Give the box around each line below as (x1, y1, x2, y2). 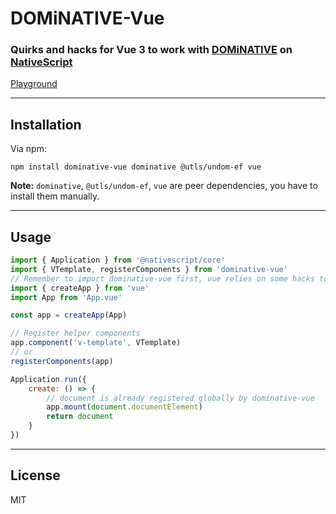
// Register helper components (10, 328, 141, 339)
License (10, 467, 61, 484)
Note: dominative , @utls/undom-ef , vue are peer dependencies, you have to (10, 180, 318, 192)
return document (46, 412, 114, 422)
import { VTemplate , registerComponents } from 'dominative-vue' (10, 264, 288, 274)
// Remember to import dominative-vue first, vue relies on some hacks (10, 273, 315, 284)
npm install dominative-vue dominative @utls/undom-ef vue (10, 162, 262, 172)
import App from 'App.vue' (10, 292, 123, 302)
